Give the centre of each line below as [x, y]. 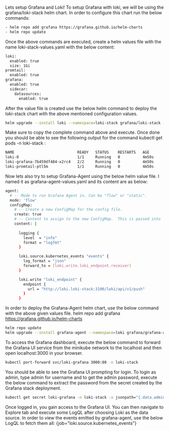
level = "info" [40, 238]
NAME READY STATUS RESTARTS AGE [77, 153]
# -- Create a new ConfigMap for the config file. [68, 210]
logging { [29, 233]
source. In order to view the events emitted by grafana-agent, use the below [84, 418]
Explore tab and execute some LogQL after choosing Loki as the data [77, 412]
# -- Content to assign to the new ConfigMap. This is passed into [88, 219]
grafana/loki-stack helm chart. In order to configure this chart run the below [84, 13]
